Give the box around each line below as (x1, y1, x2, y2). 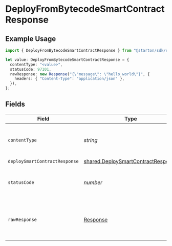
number (83, 179, 102, 186)
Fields (5, 100, 26, 109)
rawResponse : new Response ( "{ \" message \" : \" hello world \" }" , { (10, 71, 150, 77)
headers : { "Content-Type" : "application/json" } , (14, 76, 125, 81)
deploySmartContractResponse (8, 158, 79, 164)
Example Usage (5, 34, 56, 43)
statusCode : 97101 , (10, 67, 52, 72)
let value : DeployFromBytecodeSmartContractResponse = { (5, 57, 130, 62)
